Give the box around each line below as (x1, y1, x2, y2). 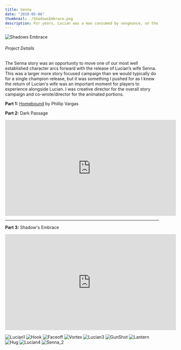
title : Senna (5, 7, 32, 12)
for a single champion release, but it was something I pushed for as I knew (5, 76, 155, 82)
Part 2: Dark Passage (5, 110, 48, 116)
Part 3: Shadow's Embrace (5, 225, 60, 231)
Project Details (5, 45, 35, 51)
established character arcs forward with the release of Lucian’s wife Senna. (5, 65, 157, 71)
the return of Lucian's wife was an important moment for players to (5, 81, 140, 87)
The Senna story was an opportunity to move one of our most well (5, 60, 138, 66)
